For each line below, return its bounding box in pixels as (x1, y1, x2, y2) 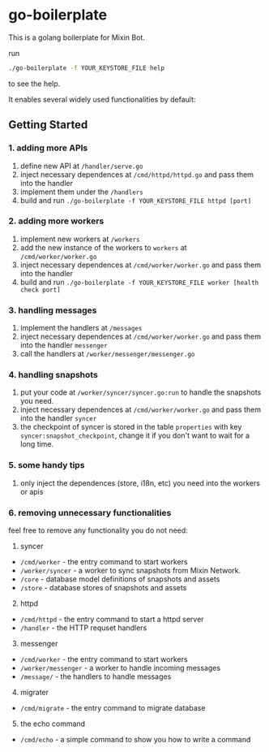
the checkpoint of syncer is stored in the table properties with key (19, 422, 242, 432)
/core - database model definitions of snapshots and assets (19, 574, 220, 584)
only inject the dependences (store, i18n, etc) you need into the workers (19, 478, 261, 488)
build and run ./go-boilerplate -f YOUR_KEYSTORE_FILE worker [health (19, 277, 259, 287)
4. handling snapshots (8, 370, 99, 381)
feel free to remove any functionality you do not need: (8, 525, 188, 535)
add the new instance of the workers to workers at (19, 242, 188, 253)
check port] (19, 286, 61, 294)
